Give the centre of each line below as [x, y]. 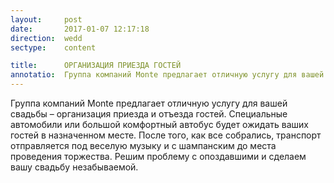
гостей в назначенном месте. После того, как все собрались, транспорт [166, 135]
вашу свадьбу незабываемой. [74, 167]
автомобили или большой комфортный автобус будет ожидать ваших [159, 124]
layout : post [46, 19]
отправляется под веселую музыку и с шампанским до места [143, 145]
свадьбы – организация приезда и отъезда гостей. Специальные [149, 114]
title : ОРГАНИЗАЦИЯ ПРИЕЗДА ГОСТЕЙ [96, 66]
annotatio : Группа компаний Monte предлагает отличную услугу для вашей [167, 75]
